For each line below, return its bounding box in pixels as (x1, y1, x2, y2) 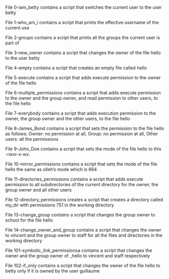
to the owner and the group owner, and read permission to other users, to (5, 95, 158, 101)
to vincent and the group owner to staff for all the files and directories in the (5, 232, 163, 238)
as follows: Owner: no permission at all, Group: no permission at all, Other (5, 131, 158, 137)
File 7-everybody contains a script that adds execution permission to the (5, 110, 156, 116)
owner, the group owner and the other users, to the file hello (5, 116, 130, 122)
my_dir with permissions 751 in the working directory (5, 202, 115, 208)
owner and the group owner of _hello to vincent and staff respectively (5, 253, 150, 259)
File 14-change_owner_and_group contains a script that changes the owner (5, 227, 161, 233)
